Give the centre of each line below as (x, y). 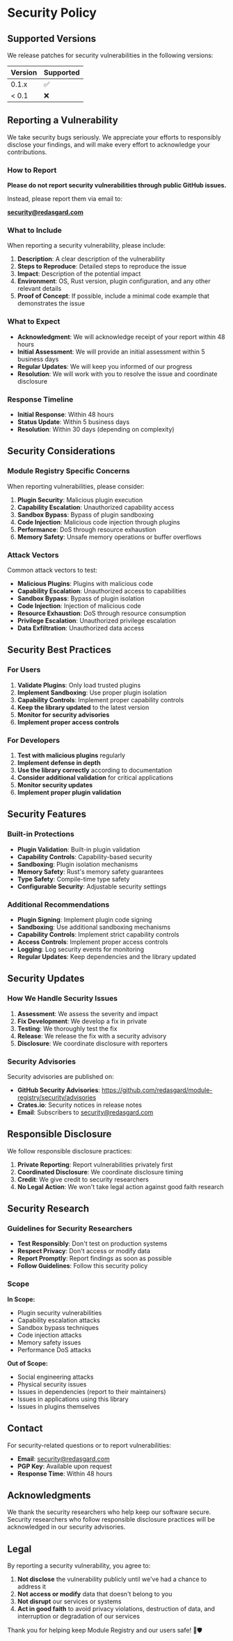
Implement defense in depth (59, 762)
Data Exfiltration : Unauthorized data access (81, 628)
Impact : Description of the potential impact (79, 274)
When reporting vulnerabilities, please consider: (76, 486)
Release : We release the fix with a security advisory (92, 1036)
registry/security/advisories (57, 1097)
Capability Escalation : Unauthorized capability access (96, 507)
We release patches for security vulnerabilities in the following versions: (110, 55)
